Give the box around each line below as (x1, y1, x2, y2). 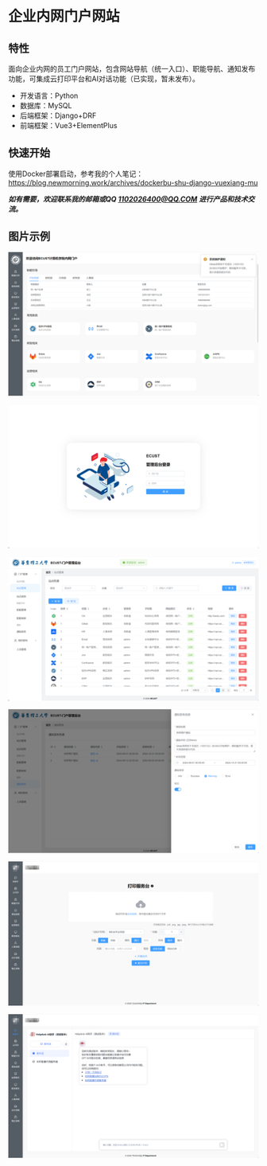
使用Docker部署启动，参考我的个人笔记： (8, 169, 144, 178)
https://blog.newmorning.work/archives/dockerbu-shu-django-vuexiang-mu (8, 177, 258, 187)
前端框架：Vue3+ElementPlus (19, 121, 118, 130)
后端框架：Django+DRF (19, 111, 97, 120)
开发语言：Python (19, 91, 79, 100)
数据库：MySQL (19, 101, 72, 110)
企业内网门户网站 (8, 7, 121, 25)
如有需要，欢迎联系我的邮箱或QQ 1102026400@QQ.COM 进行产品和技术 (8, 194, 248, 204)
